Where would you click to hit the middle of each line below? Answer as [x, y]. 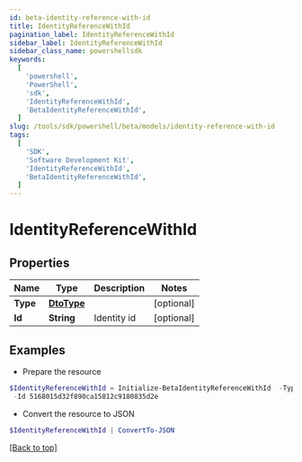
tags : [19, 135]
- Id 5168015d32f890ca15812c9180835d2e [86, 396]
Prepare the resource [62, 371]
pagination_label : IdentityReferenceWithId [92, 34]
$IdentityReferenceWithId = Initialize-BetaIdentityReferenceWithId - [146, 388]
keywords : [28, 59]
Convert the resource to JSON [78, 413]
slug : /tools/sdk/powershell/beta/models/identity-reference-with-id [142, 127]
